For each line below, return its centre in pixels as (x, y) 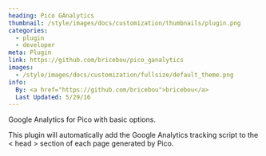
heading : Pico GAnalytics (51, 16)
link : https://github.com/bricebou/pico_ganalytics (96, 60)
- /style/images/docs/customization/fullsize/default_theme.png (125, 75)
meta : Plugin (30, 53)
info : (17, 82)
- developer (36, 45)
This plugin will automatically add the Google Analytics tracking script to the (133, 135)
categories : (28, 30)
